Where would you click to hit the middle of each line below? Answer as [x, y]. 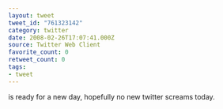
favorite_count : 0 [38, 52]
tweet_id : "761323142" [45, 23]
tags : [17, 67]
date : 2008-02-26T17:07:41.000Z [61, 38]
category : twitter [38, 30]
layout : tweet [32, 15]
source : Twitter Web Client [55, 45]
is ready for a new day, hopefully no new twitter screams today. [111, 96]
